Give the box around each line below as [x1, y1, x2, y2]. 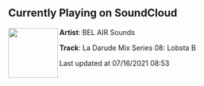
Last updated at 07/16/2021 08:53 [59, 58, 170, 68]
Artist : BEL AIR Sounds [59, 27, 135, 37]
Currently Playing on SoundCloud [8, 6, 178, 20]
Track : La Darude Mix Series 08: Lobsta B [59, 43, 196, 53]
